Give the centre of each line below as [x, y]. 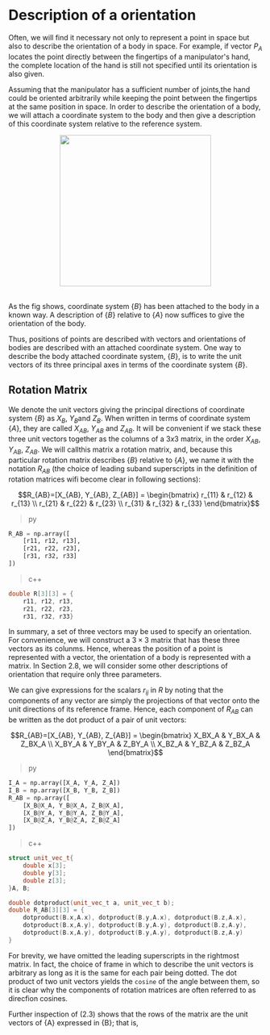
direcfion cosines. [38, 998]
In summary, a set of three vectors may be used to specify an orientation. [130, 632]
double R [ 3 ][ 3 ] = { [41, 594]
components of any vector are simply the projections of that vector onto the [134, 701]
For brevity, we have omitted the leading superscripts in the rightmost [124, 955]
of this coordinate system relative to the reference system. [106, 123]
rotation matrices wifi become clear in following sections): [105, 479]
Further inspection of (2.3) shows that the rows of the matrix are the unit [128, 1014]
